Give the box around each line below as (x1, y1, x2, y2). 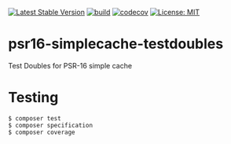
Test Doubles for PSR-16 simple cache (8, 61, 132, 70)
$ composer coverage (8, 128, 76, 136)
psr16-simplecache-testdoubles (8, 35, 224, 53)
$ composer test (8, 114, 61, 122)
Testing (8, 89, 59, 106)
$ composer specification (8, 121, 93, 129)
